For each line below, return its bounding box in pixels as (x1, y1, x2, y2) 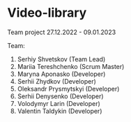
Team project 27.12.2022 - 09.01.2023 (7, 28, 116, 36)
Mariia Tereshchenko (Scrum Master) (17, 62, 125, 70)
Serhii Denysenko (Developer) (17, 92, 104, 100)
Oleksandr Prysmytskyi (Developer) (17, 84, 120, 93)
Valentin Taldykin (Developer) (17, 107, 102, 115)
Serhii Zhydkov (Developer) (17, 77, 96, 85)
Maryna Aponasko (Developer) (17, 70, 106, 78)
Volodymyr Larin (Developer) (17, 99, 101, 107)
